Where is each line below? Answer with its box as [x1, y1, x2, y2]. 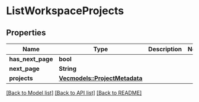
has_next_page [9, 55, 53, 63]
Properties [6, 28, 46, 38]
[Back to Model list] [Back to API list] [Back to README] [6, 90, 142, 96]
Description [147, 45, 182, 53]
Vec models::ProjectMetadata [59, 74, 143, 82]
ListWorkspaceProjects [6, 4, 124, 18]
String [59, 65, 77, 73]
